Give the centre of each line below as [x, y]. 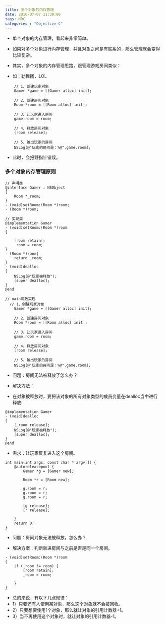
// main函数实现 [20, 299]
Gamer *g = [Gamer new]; [49, 471]
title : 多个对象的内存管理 [30, 10]
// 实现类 [14, 219]
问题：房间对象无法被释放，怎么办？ [49, 537]
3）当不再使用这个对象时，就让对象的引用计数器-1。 [65, 616]
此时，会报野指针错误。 [36, 157]
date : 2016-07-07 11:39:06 [33, 14]
